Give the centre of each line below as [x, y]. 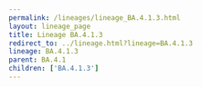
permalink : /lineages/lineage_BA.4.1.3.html [95, 18]
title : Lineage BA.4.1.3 [56, 34]
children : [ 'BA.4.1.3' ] [54, 69]
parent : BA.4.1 [37, 60]
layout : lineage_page [50, 26]
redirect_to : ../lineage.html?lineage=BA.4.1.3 [101, 43]
